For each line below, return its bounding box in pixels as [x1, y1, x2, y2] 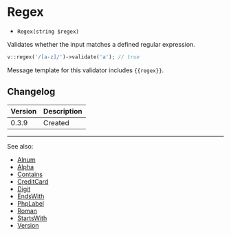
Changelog [7, 86, 56, 98]
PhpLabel [16, 199, 45, 207]
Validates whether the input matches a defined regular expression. [7, 40, 196, 48]
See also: [7, 142, 34, 150]
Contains [16, 170, 43, 178]
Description [43, 106, 82, 116]
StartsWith [16, 214, 47, 222]
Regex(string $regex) [16, 28, 79, 35]
